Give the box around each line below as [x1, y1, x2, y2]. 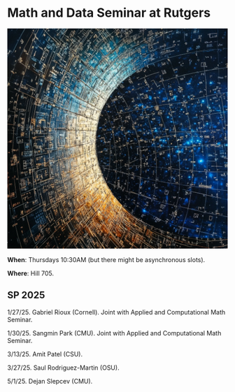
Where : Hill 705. [7, 269, 55, 277]
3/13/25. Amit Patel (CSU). [7, 349, 83, 358]
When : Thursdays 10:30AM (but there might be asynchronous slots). [7, 255, 206, 263]
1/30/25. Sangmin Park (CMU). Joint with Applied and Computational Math [7, 328, 222, 337]
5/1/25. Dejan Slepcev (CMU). [7, 377, 93, 385]
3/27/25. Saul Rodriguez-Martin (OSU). [7, 363, 120, 372]
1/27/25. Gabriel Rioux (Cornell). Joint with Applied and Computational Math [7, 307, 226, 316]
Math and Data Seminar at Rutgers [7, 5, 211, 21]
